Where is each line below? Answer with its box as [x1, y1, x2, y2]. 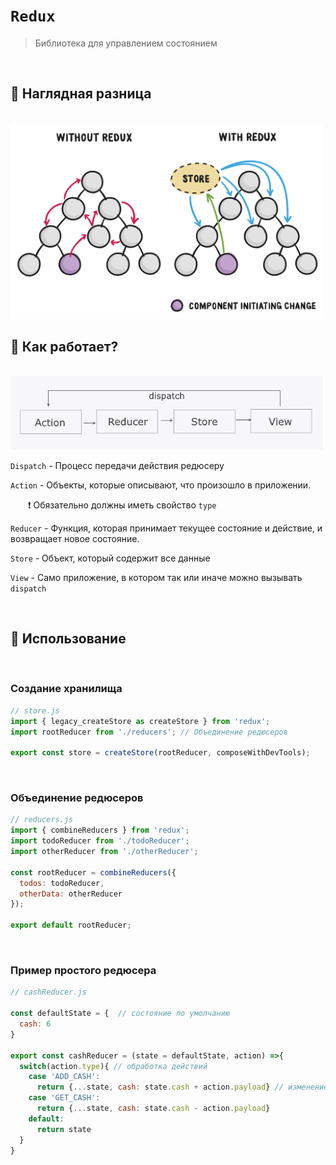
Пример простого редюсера [10, 964, 157, 978]
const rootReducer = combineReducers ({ [10, 867, 177, 878]
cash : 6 [19, 1019, 52, 1029]
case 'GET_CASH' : [28, 1093, 101, 1103]
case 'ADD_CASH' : [28, 1072, 101, 1082]
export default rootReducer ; [10, 920, 132, 931]
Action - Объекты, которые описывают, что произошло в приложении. [10, 479, 312, 491]
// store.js [10, 705, 60, 716]
